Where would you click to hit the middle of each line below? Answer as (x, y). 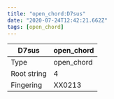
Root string (29, 74)
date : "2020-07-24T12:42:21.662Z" (58, 20)
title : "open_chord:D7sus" (47, 14)
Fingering (27, 85)
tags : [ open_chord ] (36, 27)
